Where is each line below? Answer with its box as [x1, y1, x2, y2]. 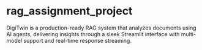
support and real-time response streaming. [23, 37, 132, 44]
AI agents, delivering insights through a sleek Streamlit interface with [6, 30, 180, 37]
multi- [181, 30, 196, 37]
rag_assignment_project [6, 4, 133, 18]
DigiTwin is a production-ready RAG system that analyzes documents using [6, 24, 197, 31]
